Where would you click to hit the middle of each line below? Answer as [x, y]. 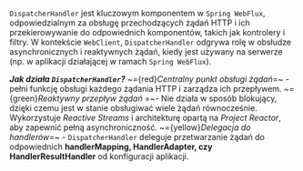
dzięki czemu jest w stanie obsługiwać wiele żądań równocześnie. [133, 108]
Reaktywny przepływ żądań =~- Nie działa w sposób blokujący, [157, 98]
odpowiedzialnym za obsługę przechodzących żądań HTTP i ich [130, 23]
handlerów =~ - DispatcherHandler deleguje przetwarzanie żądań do [137, 137]
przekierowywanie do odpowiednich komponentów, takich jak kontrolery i [147, 32]
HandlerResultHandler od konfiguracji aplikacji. [99, 156]
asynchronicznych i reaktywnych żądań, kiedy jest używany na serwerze [146, 52]
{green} [24, 98]
